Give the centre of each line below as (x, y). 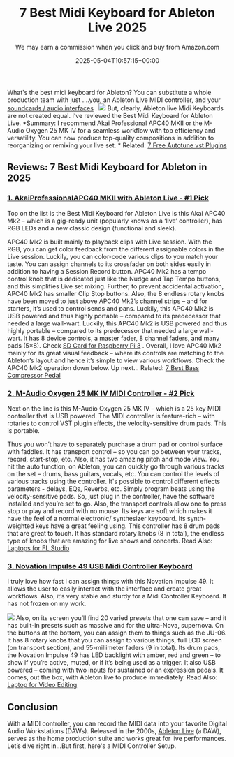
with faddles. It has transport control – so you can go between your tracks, (115, 451)
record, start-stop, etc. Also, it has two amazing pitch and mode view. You (114, 459)
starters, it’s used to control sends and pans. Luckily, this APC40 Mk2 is (110, 308)
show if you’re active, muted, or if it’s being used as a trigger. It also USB (112, 663)
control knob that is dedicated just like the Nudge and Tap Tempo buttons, (114, 279)
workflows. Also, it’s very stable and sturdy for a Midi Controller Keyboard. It (117, 596)
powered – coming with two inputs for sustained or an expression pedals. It (115, 670)
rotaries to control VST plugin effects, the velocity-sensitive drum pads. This (117, 423)
